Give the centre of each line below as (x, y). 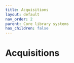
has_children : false (27, 28)
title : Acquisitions (27, 10)
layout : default (22, 14)
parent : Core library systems (37, 24)
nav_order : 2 (19, 19)
